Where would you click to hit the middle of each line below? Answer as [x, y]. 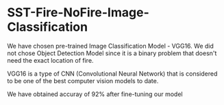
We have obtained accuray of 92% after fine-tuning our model [95, 94]
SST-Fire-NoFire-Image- [78, 13]
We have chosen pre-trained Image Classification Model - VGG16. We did [111, 46]
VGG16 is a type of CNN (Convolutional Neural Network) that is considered [112, 74]
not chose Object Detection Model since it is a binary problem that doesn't [112, 53]
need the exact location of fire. [50, 60]
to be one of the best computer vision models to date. [83, 80]
